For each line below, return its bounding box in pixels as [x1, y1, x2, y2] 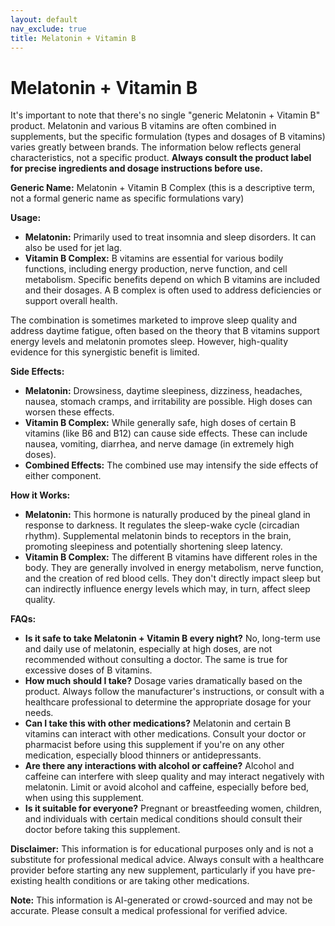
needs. [24, 707, 54, 719]
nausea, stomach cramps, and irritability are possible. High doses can [24, 396, 313, 408]
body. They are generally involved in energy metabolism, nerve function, [24, 562, 324, 574]
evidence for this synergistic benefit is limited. [10, 346, 200, 358]
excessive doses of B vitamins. [24, 664, 153, 676]
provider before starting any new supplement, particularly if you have [10, 864, 296, 876]
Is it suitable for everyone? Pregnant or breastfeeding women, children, [24, 802, 322, 815]
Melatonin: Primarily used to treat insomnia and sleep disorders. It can [24, 231, 317, 243]
